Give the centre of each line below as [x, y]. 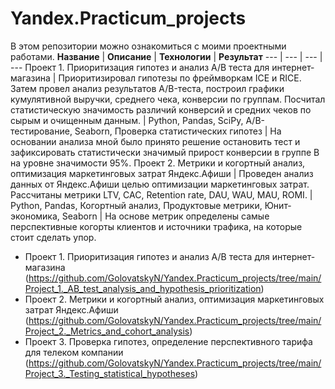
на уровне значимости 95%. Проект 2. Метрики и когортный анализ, [158, 163]
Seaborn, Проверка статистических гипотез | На [178, 131]
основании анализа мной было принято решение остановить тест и [155, 141]
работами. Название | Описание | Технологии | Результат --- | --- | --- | [166, 56]
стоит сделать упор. [53, 237]
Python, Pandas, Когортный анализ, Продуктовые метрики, [136, 205]
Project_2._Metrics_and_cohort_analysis [107, 331]
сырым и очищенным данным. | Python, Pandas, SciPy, [127, 120]
